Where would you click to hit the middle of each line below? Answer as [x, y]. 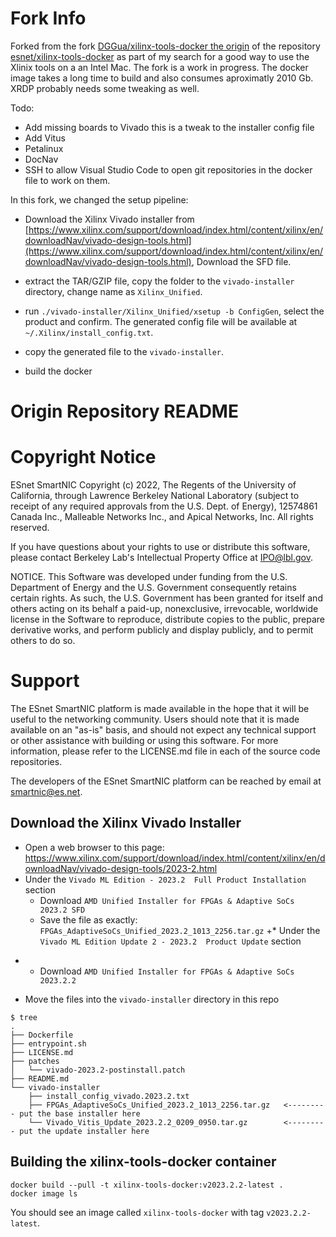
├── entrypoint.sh [48, 1043]
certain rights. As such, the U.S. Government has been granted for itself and [166, 598]
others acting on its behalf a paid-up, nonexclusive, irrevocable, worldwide [164, 609]
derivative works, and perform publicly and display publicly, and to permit [162, 630]
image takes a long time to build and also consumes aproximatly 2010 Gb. [162, 78]
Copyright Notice [83, 457]
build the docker [58, 371]
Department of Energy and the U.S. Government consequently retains [153, 588]
